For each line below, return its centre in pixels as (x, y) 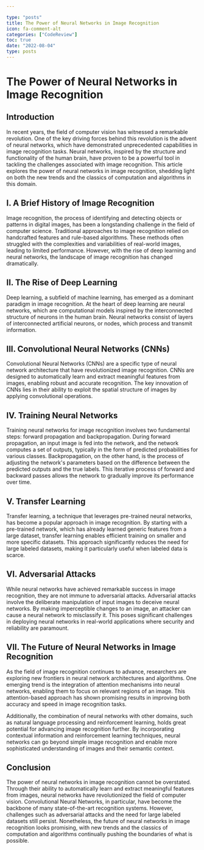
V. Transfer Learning (46, 501)
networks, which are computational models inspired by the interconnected (100, 310)
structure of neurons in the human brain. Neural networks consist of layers (100, 317)
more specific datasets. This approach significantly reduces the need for (97, 542)
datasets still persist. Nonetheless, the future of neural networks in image (98, 821)
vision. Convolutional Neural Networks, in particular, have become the (94, 802)
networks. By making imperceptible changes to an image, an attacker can (99, 608)
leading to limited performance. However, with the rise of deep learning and (101, 250)
